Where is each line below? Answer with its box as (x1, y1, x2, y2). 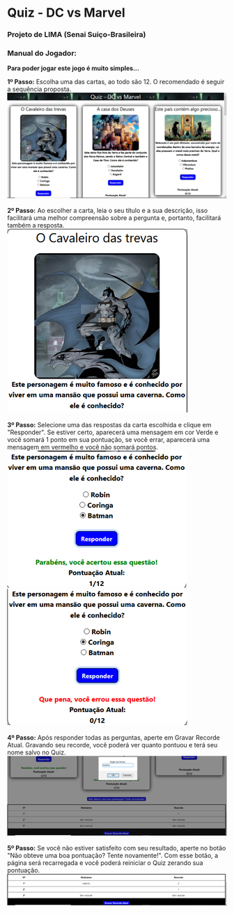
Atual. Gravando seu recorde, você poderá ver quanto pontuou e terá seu (7, 741, 218, 749)
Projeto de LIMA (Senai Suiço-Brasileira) (7, 30, 146, 40)
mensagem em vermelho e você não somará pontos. (7, 443, 159, 452)
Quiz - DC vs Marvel (7, 5, 125, 21)
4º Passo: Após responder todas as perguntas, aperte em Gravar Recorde (7, 733, 221, 742)
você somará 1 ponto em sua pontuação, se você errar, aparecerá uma (7, 436, 210, 444)
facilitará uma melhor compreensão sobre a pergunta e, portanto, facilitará (7, 214, 221, 222)
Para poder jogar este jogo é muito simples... (7, 64, 139, 72)
